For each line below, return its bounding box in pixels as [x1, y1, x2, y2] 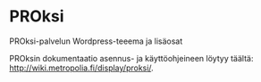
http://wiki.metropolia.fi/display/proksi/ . [9, 62, 154, 73]
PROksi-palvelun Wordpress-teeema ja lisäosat [9, 36, 183, 46]
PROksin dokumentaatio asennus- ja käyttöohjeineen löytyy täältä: [9, 53, 254, 63]
